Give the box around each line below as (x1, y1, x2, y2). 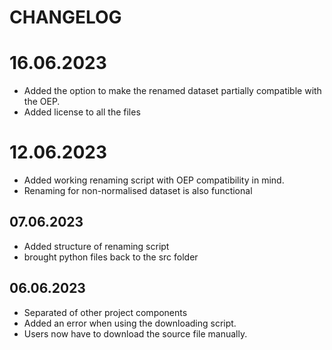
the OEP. (23, 96, 61, 108)
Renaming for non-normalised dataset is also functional (23, 185, 253, 197)
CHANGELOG (9, 6, 122, 29)
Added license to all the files (23, 106, 141, 118)
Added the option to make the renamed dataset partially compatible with (23, 85, 322, 97)
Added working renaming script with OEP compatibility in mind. (23, 174, 285, 186)
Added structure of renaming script (23, 240, 170, 252)
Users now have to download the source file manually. (23, 327, 248, 340)
